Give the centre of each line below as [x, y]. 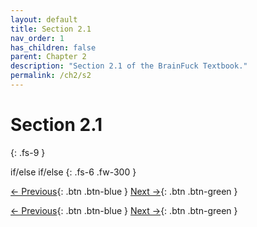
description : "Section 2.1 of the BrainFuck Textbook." [129, 66]
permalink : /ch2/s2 [51, 76]
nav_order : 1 [37, 38]
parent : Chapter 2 [48, 57]
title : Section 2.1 [51, 29]
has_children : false [53, 47]
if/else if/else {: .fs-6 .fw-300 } [73, 172]
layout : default [44, 19]
